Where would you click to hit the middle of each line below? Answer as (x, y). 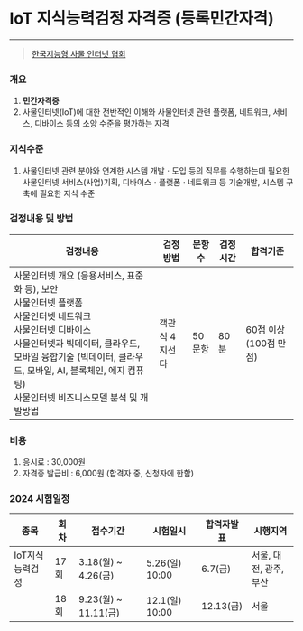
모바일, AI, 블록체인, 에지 (76, 370)
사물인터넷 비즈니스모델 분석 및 (76, 397)
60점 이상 (266, 329)
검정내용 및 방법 (41, 219)
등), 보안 (41, 288)
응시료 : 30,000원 (54, 462)
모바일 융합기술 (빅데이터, (65, 356)
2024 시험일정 (40, 499)
